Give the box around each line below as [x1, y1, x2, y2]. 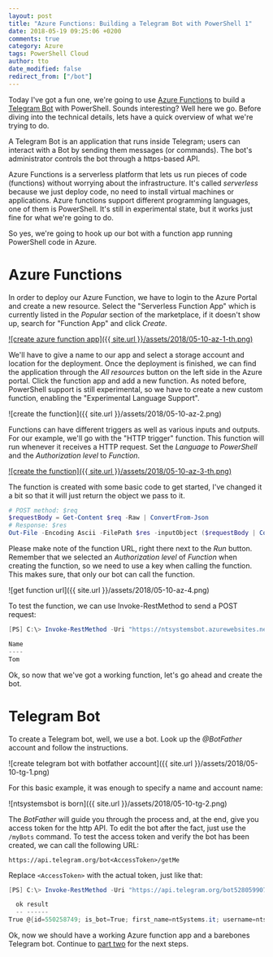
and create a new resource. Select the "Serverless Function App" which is [8, 301, 257, 311]
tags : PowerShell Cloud [8, 50, 89, 58]
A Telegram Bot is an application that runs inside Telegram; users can [8, 136, 241, 146]
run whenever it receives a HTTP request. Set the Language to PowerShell [8, 442, 258, 451]
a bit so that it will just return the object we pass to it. [8, 490, 185, 500]
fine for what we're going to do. [8, 212, 114, 222]
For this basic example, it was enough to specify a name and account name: [8, 782, 263, 793]
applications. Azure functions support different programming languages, [8, 195, 250, 205]
